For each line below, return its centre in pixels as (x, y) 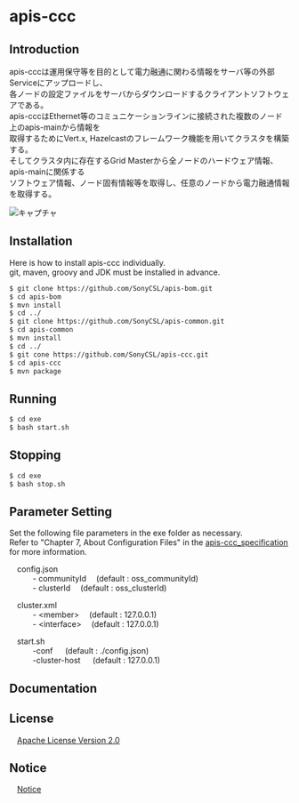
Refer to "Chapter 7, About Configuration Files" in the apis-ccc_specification (149, 542)
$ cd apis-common (41, 330)
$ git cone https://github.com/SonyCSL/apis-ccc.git (109, 354)
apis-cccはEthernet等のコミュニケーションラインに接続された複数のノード (146, 116)
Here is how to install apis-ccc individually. (88, 262)
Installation (41, 241)
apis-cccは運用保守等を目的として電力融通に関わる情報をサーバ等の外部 (142, 72)
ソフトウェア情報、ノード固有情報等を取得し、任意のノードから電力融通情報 (149, 183)
